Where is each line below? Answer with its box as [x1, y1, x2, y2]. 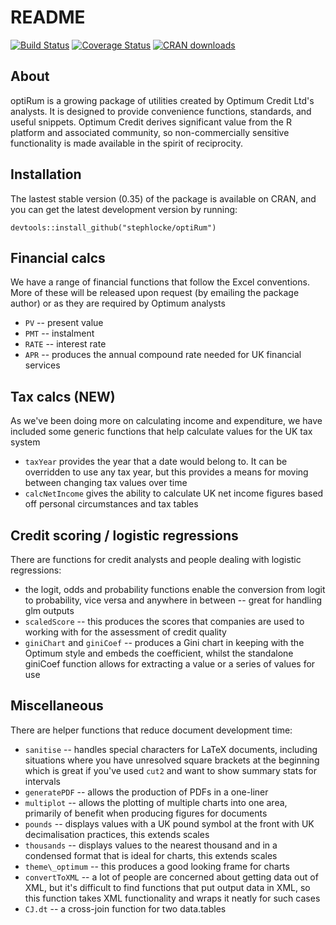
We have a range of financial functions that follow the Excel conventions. [10, 276, 310, 288]
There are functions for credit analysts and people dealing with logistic [10, 554, 302, 565]
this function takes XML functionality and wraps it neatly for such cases [24, 892, 321, 904]
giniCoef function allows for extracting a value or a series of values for [24, 658, 316, 670]
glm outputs [24, 605, 75, 616]
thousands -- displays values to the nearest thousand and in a [24, 839, 278, 851]
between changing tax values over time [24, 477, 188, 489]
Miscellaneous [10, 697, 104, 715]
